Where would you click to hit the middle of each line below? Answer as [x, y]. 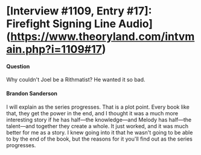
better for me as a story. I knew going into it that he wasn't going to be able [100, 132]
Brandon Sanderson [32, 93]
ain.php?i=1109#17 [54, 50]
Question [18, 66]
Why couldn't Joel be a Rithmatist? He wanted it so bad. [76, 80]
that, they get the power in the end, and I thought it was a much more [92, 113]
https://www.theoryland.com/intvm [103, 37]
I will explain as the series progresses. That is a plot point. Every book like [98, 107]
